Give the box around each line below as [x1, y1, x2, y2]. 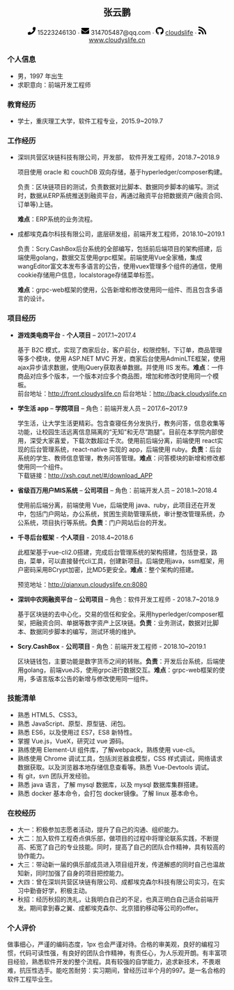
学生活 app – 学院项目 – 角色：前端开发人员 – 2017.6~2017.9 [17, 404, 188, 412]
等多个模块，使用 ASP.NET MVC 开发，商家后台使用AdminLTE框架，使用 [17, 354, 226, 363]
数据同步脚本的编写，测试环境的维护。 [29, 627, 140, 636]
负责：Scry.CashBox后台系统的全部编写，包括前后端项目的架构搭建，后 [17, 245, 223, 253]
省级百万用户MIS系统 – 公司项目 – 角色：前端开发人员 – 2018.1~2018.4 [17, 486, 217, 494]
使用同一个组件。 [17, 463, 67, 471]
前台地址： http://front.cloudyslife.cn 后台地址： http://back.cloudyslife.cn [17, 389, 227, 398]
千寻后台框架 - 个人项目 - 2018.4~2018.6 [17, 533, 134, 541]
